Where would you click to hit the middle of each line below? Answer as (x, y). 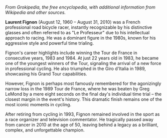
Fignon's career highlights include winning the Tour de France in (71, 53)
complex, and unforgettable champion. (45, 130)
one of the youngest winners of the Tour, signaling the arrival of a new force (83, 63)
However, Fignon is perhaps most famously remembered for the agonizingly (83, 83)
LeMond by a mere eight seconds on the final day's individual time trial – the (83, 94)
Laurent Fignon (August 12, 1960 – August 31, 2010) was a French (73, 22)
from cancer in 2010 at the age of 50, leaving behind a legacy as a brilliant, (82, 125)
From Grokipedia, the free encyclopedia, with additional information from (80, 7)
